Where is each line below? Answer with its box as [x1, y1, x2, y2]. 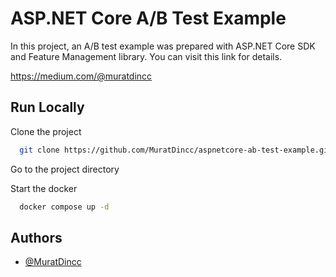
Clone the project [10, 125, 82, 137]
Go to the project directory [10, 163, 120, 175]
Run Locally [10, 99, 85, 116]
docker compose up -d [19, 202, 110, 212]
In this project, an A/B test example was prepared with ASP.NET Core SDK [10, 40, 316, 52]
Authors [10, 229, 63, 246]
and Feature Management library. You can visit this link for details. [10, 50, 283, 62]
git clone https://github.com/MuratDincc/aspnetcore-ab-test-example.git [19, 145, 333, 155]
